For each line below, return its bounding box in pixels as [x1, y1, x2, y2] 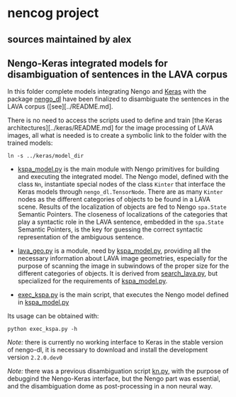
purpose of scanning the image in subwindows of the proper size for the [17, 261, 229, 271]
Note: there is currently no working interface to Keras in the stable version [7, 338, 223, 347]
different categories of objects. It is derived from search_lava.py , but [17, 269, 218, 278]
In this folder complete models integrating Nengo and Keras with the [7, 87, 207, 96]
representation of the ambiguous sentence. [17, 233, 144, 241]
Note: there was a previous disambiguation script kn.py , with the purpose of [7, 367, 229, 376]
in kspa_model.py [17, 298, 69, 307]
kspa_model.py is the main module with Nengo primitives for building [17, 165, 220, 173]
